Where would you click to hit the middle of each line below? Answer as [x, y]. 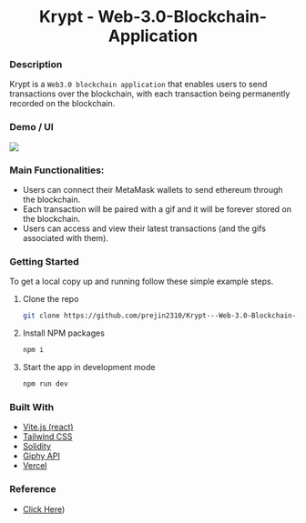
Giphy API [41, 456]
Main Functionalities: [57, 170]
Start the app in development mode [89, 367]
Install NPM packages [63, 333]
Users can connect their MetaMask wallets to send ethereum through [153, 190]
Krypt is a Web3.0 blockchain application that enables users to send [138, 85]
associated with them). [66, 238]
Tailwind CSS [47, 437]
